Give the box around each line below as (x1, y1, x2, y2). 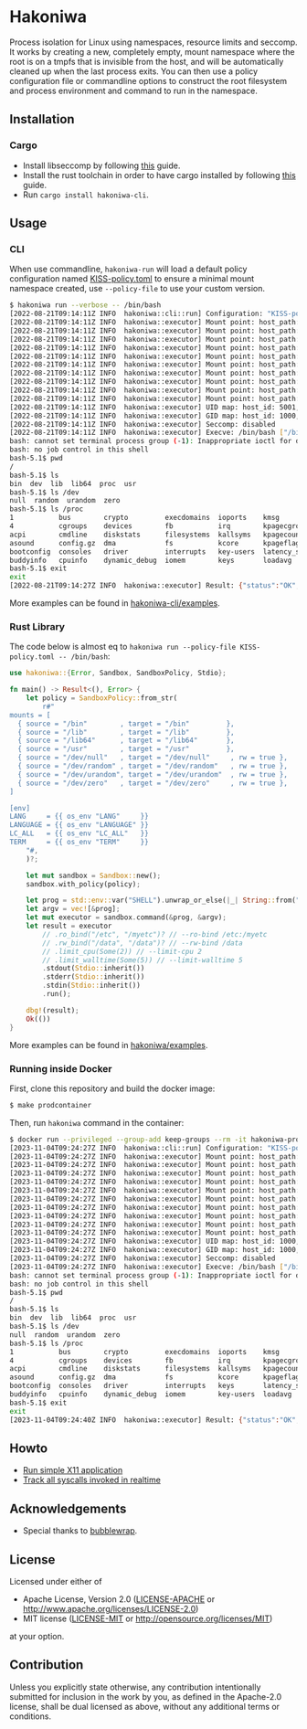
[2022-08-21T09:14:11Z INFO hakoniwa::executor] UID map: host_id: (9, 402, 276, 412)
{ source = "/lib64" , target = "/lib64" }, (17, 736, 235, 746)
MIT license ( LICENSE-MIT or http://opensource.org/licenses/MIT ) (22, 1613, 273, 1624)
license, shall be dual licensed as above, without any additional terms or (9, 1701, 281, 1712)
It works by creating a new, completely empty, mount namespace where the (9, 46, 295, 57)
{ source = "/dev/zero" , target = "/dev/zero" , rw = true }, (17, 779, 288, 788)
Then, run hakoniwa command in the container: (9, 1117, 185, 1128)
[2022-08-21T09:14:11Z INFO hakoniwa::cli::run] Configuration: (9, 309, 263, 319)
